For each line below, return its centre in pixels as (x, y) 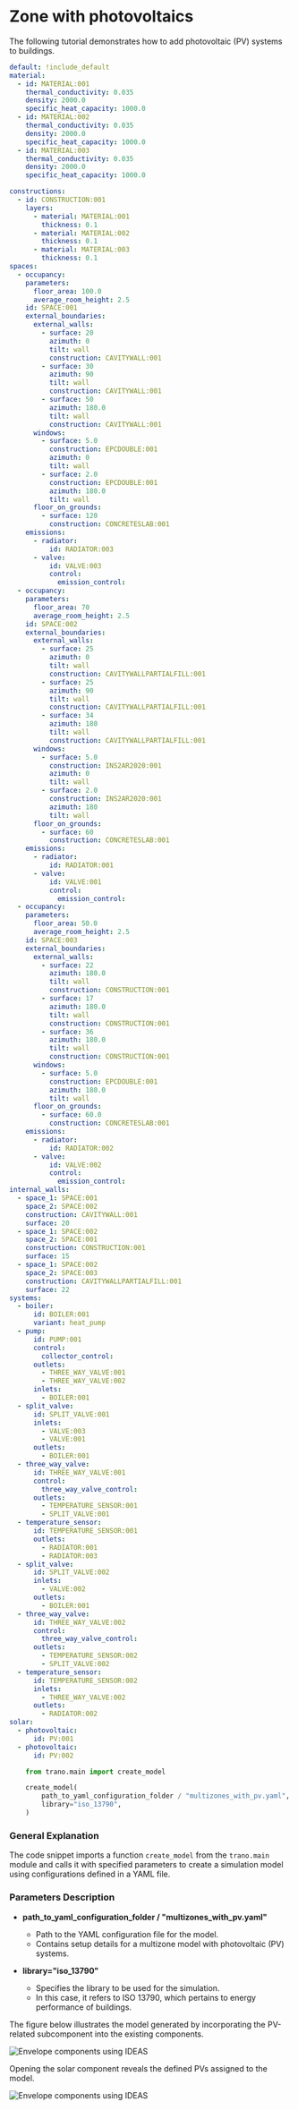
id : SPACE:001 (51, 308)
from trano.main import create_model (96, 1772)
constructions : (38, 191)
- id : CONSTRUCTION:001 (61, 200)
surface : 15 (47, 1256)
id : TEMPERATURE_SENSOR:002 (85, 1680)
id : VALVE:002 (75, 1165)
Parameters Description (62, 1897)
